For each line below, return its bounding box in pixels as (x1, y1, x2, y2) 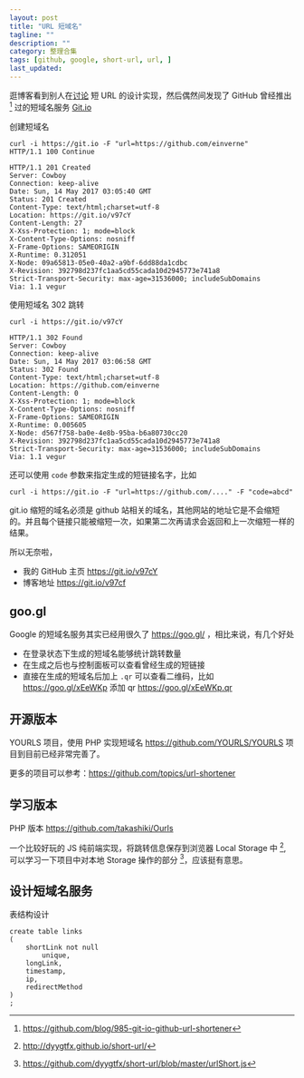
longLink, (25, 959, 63, 968)
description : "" (9, 38, 71, 48)
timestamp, (25, 967, 67, 976)
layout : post (9, 13, 59, 23)
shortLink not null (25, 943, 100, 953)
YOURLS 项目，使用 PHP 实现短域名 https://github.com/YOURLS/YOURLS (9, 737, 284, 749)
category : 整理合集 (9, 47, 78, 56)
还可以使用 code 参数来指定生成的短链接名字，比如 (9, 469, 197, 480)
